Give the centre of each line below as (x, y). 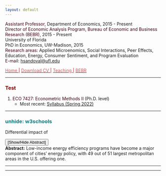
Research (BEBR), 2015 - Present (39, 34)
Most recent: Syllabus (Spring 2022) (57, 104)
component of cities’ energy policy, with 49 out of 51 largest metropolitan (80, 154)
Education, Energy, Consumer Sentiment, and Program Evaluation (72, 56)
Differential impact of (27, 132)
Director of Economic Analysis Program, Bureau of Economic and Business (81, 29)
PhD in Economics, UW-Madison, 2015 (44, 45)
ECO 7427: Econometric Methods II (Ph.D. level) (61, 98)
